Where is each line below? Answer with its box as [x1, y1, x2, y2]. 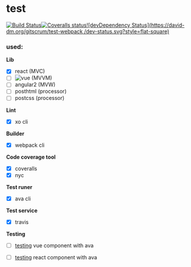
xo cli [14, 118, 29, 125]
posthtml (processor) [14, 88, 67, 95]
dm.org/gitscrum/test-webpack [6, 27, 83, 34]
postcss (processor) [14, 95, 65, 102]
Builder [6, 130, 25, 137]
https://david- [151, 21, 185, 29]
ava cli [14, 195, 31, 202]
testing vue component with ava [14, 241, 94, 249]
